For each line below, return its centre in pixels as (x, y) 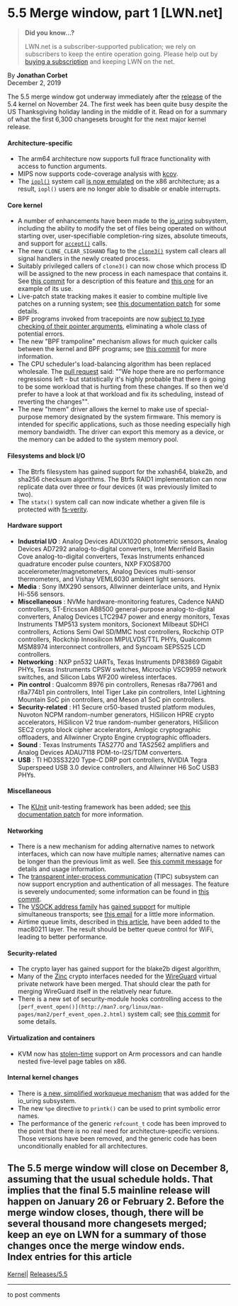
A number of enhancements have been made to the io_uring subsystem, (123, 221)
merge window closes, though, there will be (106, 1213)
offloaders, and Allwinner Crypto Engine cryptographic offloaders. (114, 737)
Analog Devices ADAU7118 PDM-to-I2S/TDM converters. (100, 752)
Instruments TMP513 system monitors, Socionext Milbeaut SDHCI (113, 624)
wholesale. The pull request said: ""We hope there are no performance (121, 372)
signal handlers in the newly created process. (84, 259)
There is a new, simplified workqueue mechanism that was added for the (124, 1093)
